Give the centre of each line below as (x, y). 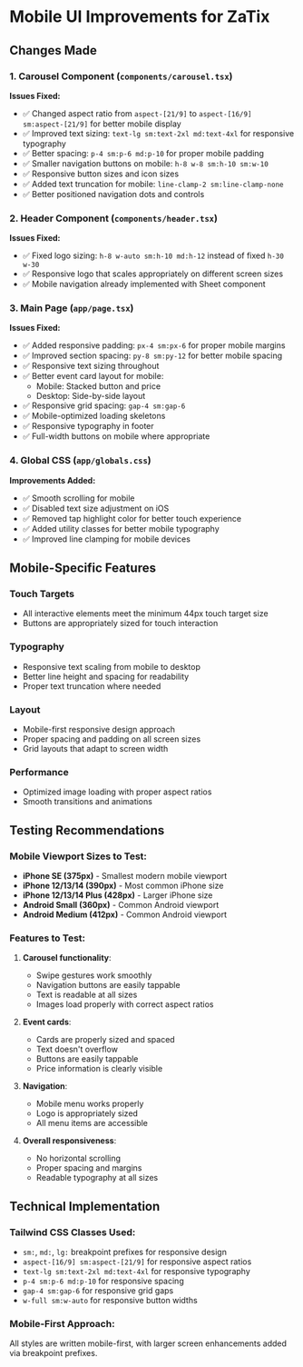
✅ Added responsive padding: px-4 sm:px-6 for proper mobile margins (154, 345)
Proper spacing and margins (89, 1168)
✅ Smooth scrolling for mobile (78, 498)
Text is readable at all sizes (87, 995)
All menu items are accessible (92, 1123)
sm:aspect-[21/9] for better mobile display (102, 124)
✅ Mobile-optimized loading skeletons (94, 416)
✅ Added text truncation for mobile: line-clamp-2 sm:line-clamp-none (153, 184)
